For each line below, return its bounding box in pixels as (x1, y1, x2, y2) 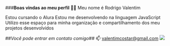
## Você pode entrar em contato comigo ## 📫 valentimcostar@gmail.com (5, 35, 158, 41)
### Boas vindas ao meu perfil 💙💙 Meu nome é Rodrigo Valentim (5, 5, 141, 10)
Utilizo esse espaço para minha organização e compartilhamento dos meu (5, 20, 160, 25)
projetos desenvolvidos (5, 25, 54, 31)
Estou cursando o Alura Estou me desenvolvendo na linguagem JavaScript (5, 14, 161, 20)
